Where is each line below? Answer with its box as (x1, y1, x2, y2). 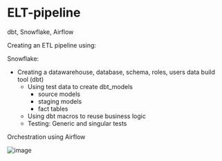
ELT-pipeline (7, 5, 81, 21)
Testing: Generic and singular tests (27, 119, 127, 127)
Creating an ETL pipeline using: (7, 41, 97, 49)
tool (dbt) (17, 75, 44, 84)
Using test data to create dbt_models (27, 82, 133, 91)
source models (37, 90, 81, 98)
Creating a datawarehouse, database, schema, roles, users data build (17, 68, 216, 76)
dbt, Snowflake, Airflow (7, 28, 74, 36)
